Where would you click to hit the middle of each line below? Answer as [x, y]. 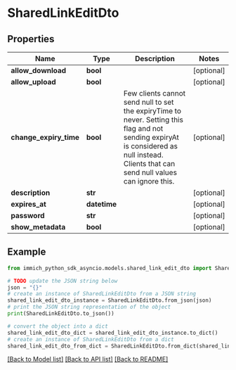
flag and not [143, 128]
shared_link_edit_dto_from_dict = [58, 346]
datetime [101, 204]
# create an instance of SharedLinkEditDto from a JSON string [102, 294]
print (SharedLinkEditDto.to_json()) [61, 314]
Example [27, 252]
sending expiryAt [151, 137]
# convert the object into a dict [58, 326]
